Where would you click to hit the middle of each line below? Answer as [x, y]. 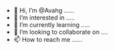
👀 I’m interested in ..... [44, 18]
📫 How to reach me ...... [48, 40]
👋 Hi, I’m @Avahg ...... [44, 10]
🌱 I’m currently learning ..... [52, 25]
